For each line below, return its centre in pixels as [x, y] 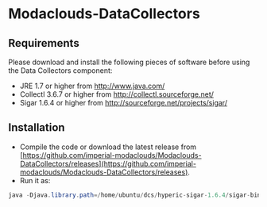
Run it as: [35, 180]
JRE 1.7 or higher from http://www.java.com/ [92, 86]
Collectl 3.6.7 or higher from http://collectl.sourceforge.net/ [117, 94]
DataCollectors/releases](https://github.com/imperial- [108, 163]
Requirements [44, 43]
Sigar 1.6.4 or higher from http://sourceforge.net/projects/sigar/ [124, 103]
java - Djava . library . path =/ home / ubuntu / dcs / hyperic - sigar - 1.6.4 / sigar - [129, 195]
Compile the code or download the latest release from [108, 147]
